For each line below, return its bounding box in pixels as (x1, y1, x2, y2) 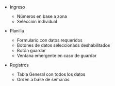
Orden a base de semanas (16, 77, 70, 82)
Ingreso (9, 4, 25, 10)
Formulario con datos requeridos (16, 37, 82, 43)
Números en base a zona (16, 14, 67, 19)
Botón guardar (16, 48, 46, 53)
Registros (9, 62, 29, 68)
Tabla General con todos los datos (16, 72, 86, 77)
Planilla (9, 28, 24, 33)
